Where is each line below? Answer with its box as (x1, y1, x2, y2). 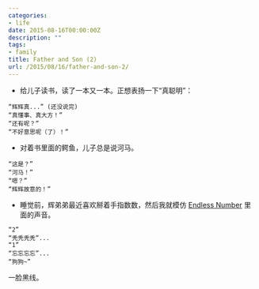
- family (8, 48, 37, 56)
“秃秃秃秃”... (8, 234, 50, 242)
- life (8, 19, 30, 27)
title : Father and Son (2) (8, 56, 97, 64)
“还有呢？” (8, 119, 40, 127)
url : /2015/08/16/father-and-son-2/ (8, 63, 129, 71)
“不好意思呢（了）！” (8, 128, 69, 136)
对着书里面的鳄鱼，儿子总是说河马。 (19, 143, 139, 152)
